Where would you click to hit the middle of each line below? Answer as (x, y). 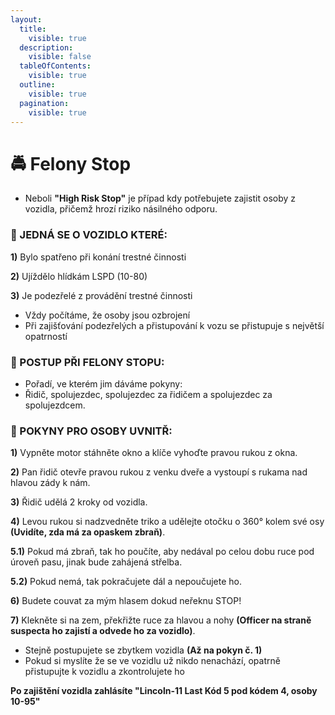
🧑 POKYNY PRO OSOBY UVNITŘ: (91, 431)
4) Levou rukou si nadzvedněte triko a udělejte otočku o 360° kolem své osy (167, 522)
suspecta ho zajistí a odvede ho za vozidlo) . (103, 631)
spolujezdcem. (55, 405)
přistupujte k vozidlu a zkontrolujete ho (104, 672)
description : (46, 47)
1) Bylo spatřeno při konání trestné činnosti (98, 257)
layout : (26, 19)
